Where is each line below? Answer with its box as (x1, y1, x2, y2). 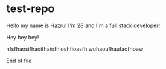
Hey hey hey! (6, 33, 39, 41)
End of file (6, 57, 32, 64)
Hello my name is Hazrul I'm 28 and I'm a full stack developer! (6, 22, 161, 29)
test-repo (6, 2, 55, 16)
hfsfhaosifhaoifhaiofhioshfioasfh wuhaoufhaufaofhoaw (6, 45, 144, 53)
